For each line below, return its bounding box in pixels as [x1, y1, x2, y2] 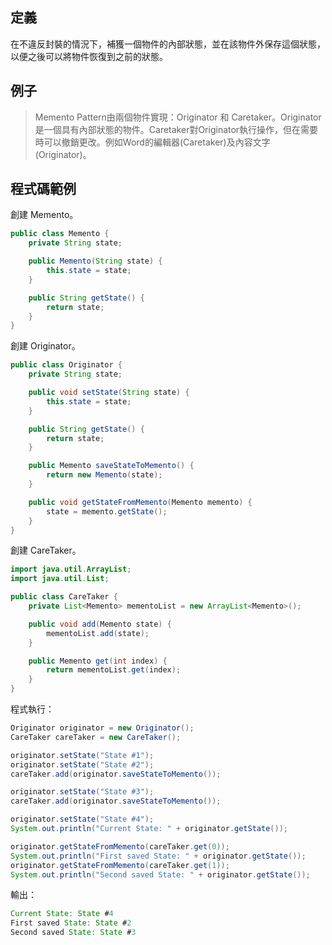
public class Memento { [10, 229, 110, 239]
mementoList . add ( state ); [46, 628, 150, 638]
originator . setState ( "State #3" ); [10, 787, 155, 797]
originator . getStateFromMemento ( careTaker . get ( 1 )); [10, 860, 230, 870]
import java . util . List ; [10, 574, 110, 584]
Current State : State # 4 [10, 909, 114, 919]
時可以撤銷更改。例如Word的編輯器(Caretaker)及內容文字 [34, 136, 271, 148]
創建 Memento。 [10, 209, 79, 221]
